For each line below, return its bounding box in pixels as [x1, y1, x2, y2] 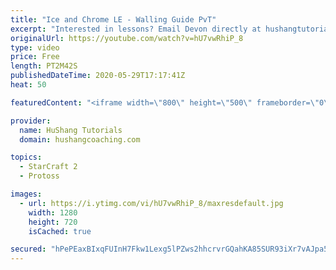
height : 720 [28, 217, 78, 227]
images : [10, 189, 43, 199]
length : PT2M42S [10, 61, 78, 71]
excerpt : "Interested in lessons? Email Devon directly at [10, 24, 262, 34]
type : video [10, 42, 60, 53]
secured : [10, 244, 47, 255]
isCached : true [28, 226, 92, 236]
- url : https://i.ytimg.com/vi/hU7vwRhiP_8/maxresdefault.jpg [19, 198, 284, 208]
